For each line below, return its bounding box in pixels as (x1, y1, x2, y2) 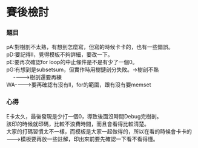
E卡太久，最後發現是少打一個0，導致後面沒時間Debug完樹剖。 (6, 112, 162, 120)
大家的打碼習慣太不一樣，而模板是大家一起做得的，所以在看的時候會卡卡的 (6, 127, 192, 135)
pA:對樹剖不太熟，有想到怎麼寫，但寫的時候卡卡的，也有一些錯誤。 (6, 43, 174, 51)
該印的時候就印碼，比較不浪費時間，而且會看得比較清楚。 (6, 120, 150, 127)
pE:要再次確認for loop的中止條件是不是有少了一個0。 (6, 59, 138, 66)
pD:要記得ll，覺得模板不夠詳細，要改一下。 (6, 51, 113, 58)
